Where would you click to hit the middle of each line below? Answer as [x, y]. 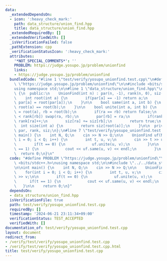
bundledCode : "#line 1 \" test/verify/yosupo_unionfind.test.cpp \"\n [82, 79]
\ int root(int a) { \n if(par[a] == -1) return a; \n [81, 98]
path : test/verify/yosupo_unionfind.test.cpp [58, 205]
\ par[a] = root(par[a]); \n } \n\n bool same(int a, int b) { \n [88, 103]
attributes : [22, 56]
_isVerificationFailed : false [41, 42]
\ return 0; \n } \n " [34, 154]
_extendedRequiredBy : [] [35, 33]
